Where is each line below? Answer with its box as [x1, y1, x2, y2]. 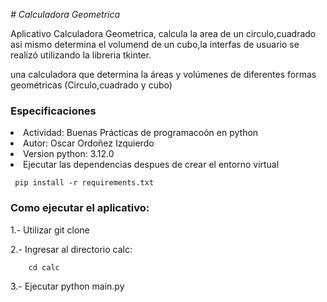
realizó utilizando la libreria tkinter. [10, 49, 152, 61]
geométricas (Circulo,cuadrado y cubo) [10, 79, 173, 91]
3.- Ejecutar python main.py [10, 280, 125, 292]
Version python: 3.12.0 [23, 148, 115, 160]
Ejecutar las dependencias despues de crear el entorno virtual [23, 159, 280, 171]
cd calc [28, 262, 60, 273]
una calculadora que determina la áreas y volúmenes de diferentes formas [10, 69, 317, 80]
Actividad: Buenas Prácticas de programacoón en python [23, 127, 259, 139]
